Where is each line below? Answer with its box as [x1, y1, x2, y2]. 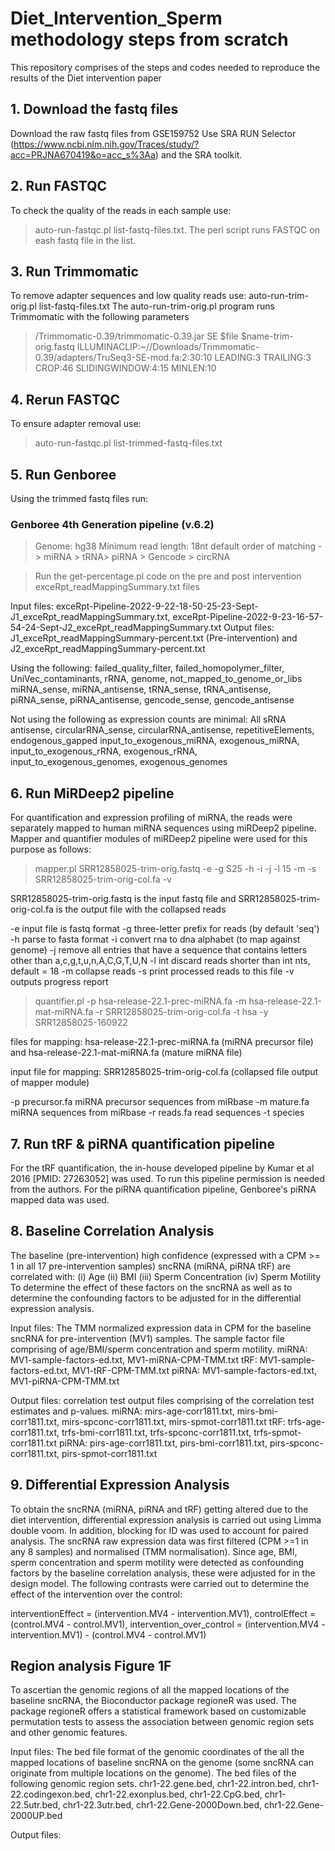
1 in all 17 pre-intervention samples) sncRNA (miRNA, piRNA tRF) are [10, 1260, 291, 1272]
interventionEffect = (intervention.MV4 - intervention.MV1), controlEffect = [10, 1607, 317, 1619]
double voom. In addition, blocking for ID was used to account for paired [10, 1524, 309, 1536]
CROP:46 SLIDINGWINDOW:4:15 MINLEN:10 [34, 362, 217, 374]
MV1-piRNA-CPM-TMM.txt [10, 1375, 120, 1387]
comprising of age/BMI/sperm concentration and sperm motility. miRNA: [10, 1343, 308, 1355]
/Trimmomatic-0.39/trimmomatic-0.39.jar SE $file [34, 330, 239, 342]
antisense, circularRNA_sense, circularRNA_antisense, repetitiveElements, [10, 724, 315, 736]
